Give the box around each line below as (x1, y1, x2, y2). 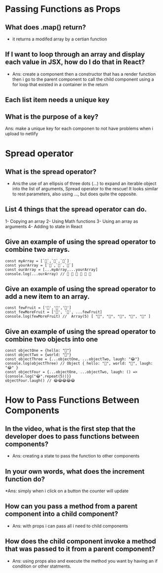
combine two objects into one (5, 335, 98, 343)
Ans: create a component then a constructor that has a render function (12, 71, 156, 77)
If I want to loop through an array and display (5, 50, 145, 59)
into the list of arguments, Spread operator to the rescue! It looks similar (12, 186, 159, 192)
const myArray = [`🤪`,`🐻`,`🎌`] (5, 258, 69, 264)
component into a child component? (5, 510, 118, 518)
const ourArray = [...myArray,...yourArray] (5, 267, 98, 272)
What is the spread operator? (5, 167, 97, 176)
